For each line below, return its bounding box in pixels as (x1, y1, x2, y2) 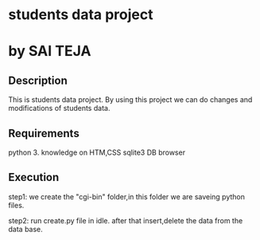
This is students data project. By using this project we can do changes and (8, 95, 253, 104)
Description (8, 73, 68, 87)
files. (8, 200, 25, 210)
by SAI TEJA (8, 42, 91, 61)
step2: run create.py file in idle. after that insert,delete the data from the (8, 215, 243, 225)
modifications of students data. (8, 104, 111, 113)
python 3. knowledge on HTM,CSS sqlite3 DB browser (8, 148, 185, 157)
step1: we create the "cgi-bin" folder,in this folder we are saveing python (8, 191, 245, 201)
